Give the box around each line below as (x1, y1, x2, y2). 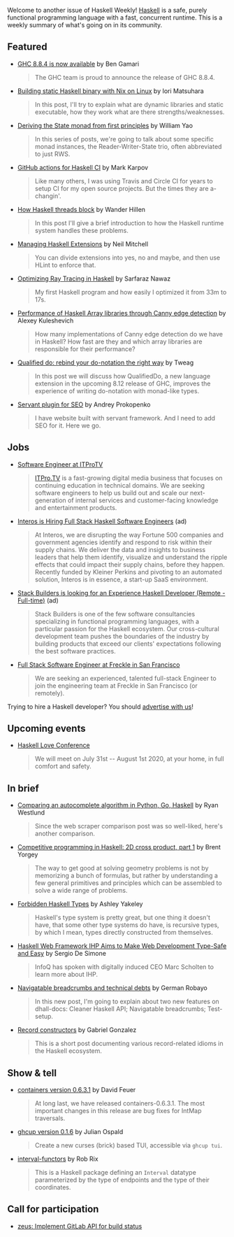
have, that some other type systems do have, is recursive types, (34, 921, 219, 929)
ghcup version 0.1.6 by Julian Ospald (17, 1128, 124, 1136)
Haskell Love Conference (17, 741, 90, 749)
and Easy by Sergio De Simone (17, 949, 107, 958)
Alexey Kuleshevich (17, 316, 74, 325)
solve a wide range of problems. (34, 886, 128, 895)
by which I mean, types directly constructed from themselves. (34, 928, 213, 937)
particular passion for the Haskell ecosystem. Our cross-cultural (34, 624, 220, 632)
